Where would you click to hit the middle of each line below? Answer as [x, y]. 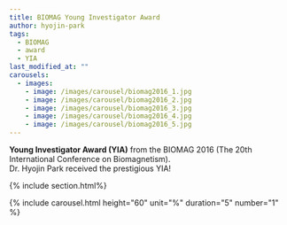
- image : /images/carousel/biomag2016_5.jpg [109, 125]
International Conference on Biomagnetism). [90, 159]
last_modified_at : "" [49, 67]
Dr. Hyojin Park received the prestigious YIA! [90, 168]
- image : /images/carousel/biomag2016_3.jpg [109, 108]
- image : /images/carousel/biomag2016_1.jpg [109, 91]
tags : [19, 34]
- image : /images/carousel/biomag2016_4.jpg [109, 116]
